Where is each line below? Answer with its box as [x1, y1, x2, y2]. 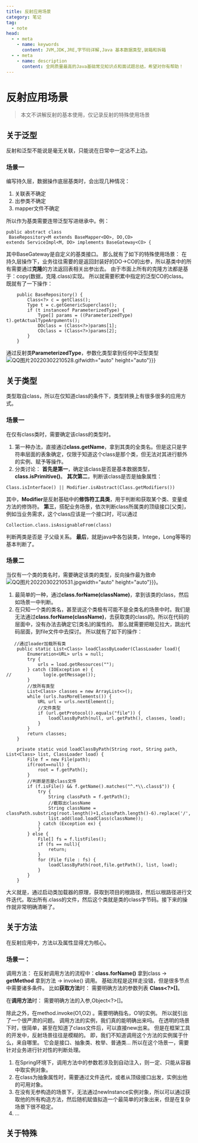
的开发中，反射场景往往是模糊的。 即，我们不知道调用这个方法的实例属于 [6, 1032, 183, 1039]
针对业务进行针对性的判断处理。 [6, 1046, 84, 1053]
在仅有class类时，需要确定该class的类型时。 [6, 431, 114, 438]
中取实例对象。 [14, 1066, 51, 1073]
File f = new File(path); [27, 756, 91, 763]
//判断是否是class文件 [27, 778, 77, 784]
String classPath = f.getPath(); [48, 794, 131, 800]
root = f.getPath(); [37, 767, 88, 773]
